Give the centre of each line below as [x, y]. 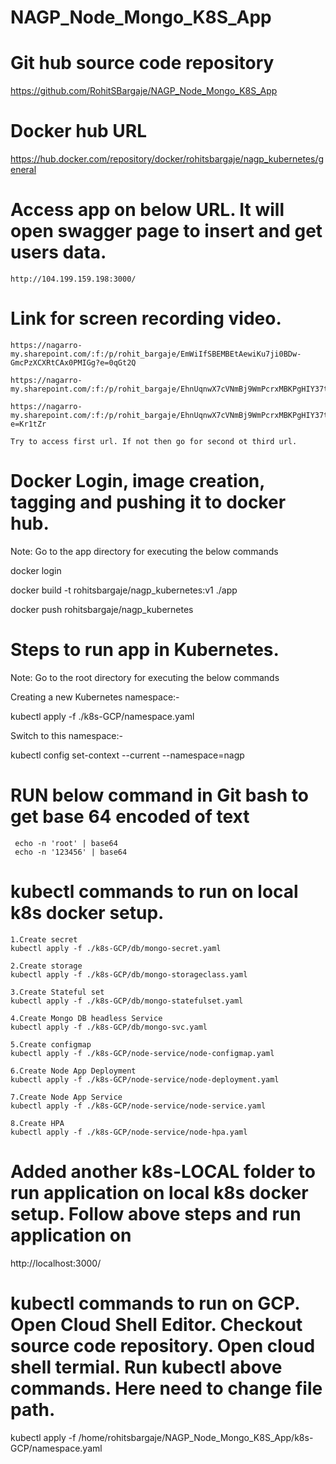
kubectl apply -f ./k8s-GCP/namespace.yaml [102, 716]
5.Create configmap [51, 1044]
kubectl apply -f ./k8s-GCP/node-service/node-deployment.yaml [145, 1079]
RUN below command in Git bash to [159, 795]
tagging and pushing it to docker [148, 502]
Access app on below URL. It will [147, 210]
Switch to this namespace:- [66, 735]
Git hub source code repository [142, 63]
